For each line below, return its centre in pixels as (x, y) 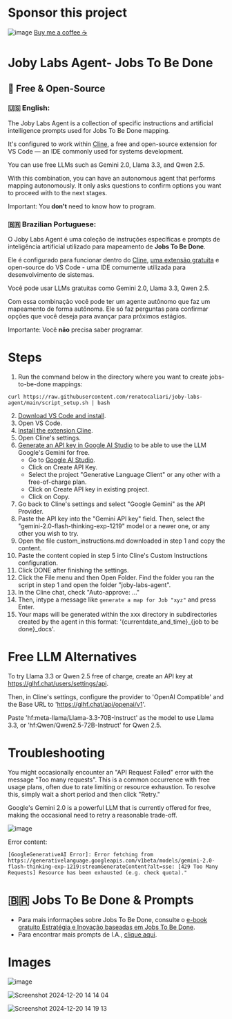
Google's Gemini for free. (54, 453)
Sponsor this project (67, 13)
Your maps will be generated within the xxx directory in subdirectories (117, 615)
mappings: (67, 384)
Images (29, 963)
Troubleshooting (57, 753)
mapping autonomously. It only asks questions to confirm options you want (115, 186)
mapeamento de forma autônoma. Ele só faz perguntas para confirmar (108, 309)
